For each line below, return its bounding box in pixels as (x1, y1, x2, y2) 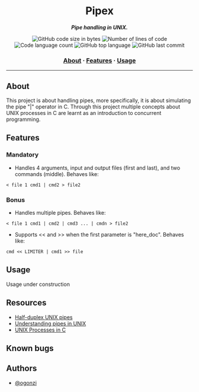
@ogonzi (14, 379, 37, 386)
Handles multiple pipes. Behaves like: (14, 209, 106, 216)
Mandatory (6, 151, 39, 159)
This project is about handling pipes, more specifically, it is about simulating (6, 97, 191, 104)
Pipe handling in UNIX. (70, 24, 129, 31)
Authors (6, 364, 37, 374)
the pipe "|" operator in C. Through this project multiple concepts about (6, 103, 181, 110)
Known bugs (6, 343, 54, 353)
